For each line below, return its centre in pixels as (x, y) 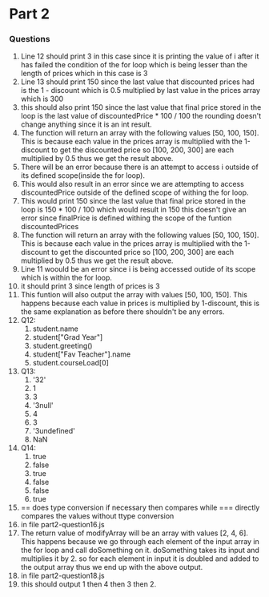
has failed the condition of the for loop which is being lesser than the (134, 65)
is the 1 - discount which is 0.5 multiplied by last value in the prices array (141, 91)
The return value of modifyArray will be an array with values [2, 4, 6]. (134, 533)
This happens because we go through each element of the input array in (140, 542)
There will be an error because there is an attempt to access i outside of (139, 167)
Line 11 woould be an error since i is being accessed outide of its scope (138, 269)
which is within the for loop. (66, 278)
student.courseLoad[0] (70, 363)
